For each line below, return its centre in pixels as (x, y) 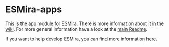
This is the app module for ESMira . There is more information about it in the (84, 24)
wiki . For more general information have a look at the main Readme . (76, 29)
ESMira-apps (34, 9)
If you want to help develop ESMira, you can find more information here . (81, 39)
